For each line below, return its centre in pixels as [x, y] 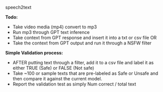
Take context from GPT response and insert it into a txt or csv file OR [85, 38]
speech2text [18, 7]
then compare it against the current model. [57, 79]
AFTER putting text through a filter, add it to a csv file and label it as [83, 62]
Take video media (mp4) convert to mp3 [55, 27]
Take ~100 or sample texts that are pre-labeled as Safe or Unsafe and [85, 73]
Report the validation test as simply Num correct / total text [74, 84]
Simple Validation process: [34, 53]
